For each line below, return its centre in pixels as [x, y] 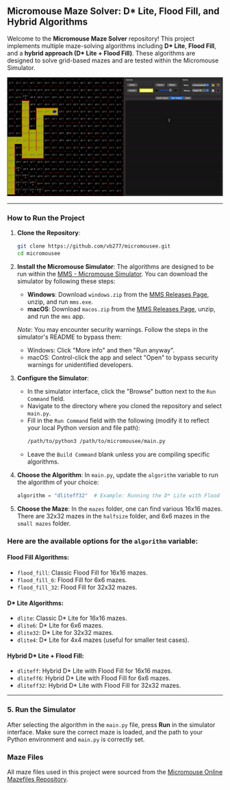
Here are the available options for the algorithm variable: [103, 541]
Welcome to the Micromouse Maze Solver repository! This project [101, 38]
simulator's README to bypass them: [69, 337]
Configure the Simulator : [53, 378]
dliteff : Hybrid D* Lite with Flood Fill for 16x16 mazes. [95, 671]
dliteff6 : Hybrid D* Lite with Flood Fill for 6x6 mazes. [94, 678]
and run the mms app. [56, 316]
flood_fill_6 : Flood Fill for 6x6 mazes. [72, 579]
